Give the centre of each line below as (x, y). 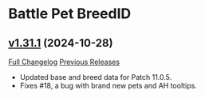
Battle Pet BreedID (70, 14)
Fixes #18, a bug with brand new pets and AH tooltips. (108, 85)
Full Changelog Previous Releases (64, 62)
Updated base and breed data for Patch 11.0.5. (96, 77)
